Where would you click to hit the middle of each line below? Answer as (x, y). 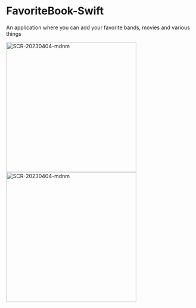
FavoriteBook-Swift (55, 11)
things (14, 33)
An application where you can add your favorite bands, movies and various (98, 27)
